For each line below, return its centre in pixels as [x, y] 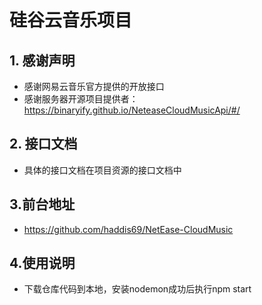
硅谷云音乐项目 [71, 20]
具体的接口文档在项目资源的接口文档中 [102, 170]
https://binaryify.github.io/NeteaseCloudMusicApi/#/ [132, 110]
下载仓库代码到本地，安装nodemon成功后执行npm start [137, 289]
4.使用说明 [42, 263]
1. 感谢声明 [42, 60]
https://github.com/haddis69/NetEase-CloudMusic [128, 229]
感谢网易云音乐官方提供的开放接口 [94, 86]
